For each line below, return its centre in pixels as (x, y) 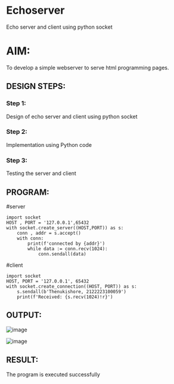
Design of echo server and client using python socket (72, 116)
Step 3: (17, 160)
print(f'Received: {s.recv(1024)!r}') (65, 297)
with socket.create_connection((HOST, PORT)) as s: (72, 286)
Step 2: (17, 132)
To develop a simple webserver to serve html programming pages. (88, 67)
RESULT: (22, 360)
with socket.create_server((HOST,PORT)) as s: (65, 228)
